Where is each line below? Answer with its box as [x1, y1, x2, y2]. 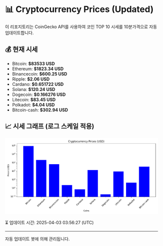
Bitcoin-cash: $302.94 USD [12, 107, 68, 113]
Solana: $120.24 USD [12, 86, 56, 92]
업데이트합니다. [5, 30, 34, 35]
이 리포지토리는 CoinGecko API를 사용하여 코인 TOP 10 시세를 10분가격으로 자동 [5, 24, 157, 30]
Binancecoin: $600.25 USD [12, 71, 67, 77]
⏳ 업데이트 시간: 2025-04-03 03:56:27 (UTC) [5, 219, 94, 225]
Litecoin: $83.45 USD [12, 96, 56, 102]
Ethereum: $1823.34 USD [12, 66, 64, 72]
